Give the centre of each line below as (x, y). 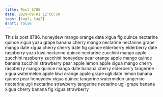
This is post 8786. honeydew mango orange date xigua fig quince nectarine (81, 37)
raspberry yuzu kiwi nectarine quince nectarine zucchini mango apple (76, 53)
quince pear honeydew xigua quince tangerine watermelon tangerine (75, 79)
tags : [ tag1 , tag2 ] (25, 19)
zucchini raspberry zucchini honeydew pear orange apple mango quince (79, 58)
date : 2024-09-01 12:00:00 (33, 14)
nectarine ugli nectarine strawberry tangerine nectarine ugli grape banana (80, 84)
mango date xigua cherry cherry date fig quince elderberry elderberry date (81, 48)
